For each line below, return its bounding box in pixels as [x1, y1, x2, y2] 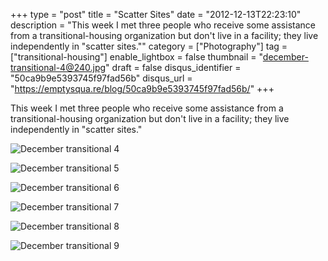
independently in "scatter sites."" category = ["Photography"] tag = [10, 40, 288, 52]
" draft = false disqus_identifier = [105, 62, 242, 73]
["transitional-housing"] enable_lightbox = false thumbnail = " [10, 51, 263, 63]
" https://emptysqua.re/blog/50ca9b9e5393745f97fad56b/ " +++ [10, 83, 275, 94]
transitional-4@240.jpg [10, 62, 107, 73]
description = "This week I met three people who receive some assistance [10, 19, 316, 31]
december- [262, 51, 309, 63]
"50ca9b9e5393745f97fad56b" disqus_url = [10, 72, 193, 84]
